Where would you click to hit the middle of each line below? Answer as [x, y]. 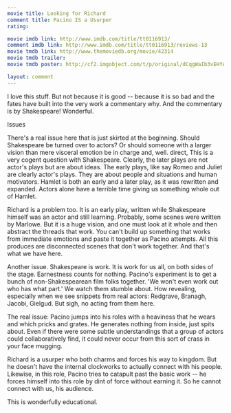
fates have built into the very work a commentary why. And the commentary [115, 103]
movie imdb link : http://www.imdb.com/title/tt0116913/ [89, 39]
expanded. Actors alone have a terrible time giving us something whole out [113, 189]
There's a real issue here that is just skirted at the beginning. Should [103, 138]
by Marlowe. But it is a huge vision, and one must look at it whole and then [112, 224]
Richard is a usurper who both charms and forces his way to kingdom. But [112, 359]
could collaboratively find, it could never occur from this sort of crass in [108, 339]
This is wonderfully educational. [52, 402]
